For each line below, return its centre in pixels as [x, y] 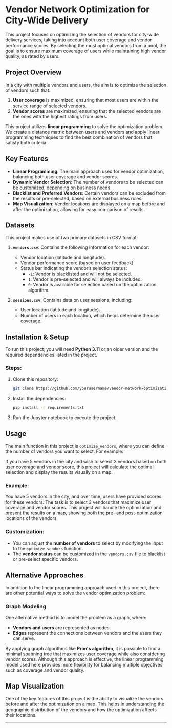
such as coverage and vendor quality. [45, 670]
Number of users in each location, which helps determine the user [90, 316]
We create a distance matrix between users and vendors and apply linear [82, 132]
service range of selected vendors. [50, 106]
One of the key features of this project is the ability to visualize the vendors [84, 698]
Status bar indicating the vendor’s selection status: [74, 268]
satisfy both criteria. [26, 142]
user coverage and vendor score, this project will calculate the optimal [79, 467]
